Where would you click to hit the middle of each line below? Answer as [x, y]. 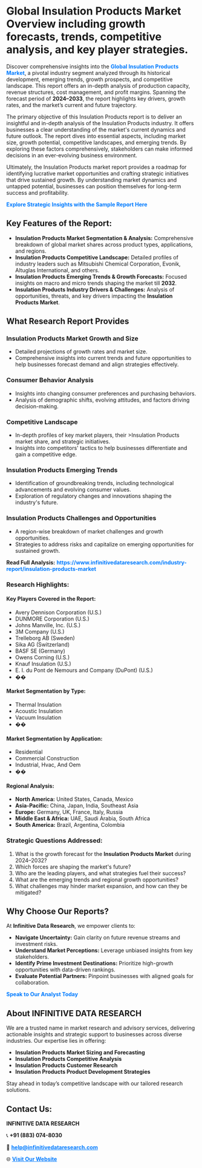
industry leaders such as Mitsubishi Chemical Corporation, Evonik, [98, 264]
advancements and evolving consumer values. [73, 490]
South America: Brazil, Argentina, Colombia [70, 825]
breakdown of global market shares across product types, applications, [104, 244]
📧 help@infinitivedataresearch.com [52, 1147]
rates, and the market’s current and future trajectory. [72, 105]
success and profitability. [38, 192]
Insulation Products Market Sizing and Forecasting [80, 1052]
